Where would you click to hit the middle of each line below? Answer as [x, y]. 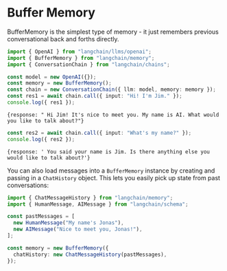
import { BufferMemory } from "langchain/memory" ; [81, 58]
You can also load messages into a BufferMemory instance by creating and [111, 171]
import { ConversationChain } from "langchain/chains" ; [88, 64]
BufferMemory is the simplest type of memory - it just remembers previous [113, 32]
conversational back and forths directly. [63, 39]
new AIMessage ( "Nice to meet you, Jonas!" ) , [78, 229]
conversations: [28, 185]
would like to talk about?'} [49, 158]
